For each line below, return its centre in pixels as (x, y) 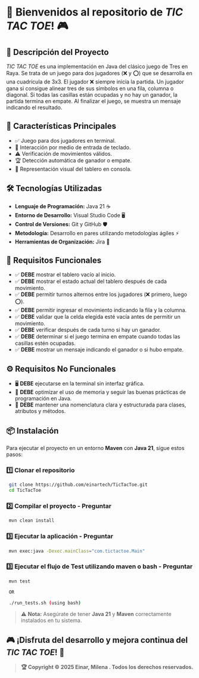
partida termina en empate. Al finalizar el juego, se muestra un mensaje (94, 101)
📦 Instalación (32, 431)
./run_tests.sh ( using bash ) (45, 603)
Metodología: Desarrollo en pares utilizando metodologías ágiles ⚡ (97, 233)
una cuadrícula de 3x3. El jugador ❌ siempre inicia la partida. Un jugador (95, 82)
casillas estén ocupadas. (45, 343)
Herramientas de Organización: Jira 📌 (62, 242)
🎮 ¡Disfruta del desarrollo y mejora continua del (97, 640)
